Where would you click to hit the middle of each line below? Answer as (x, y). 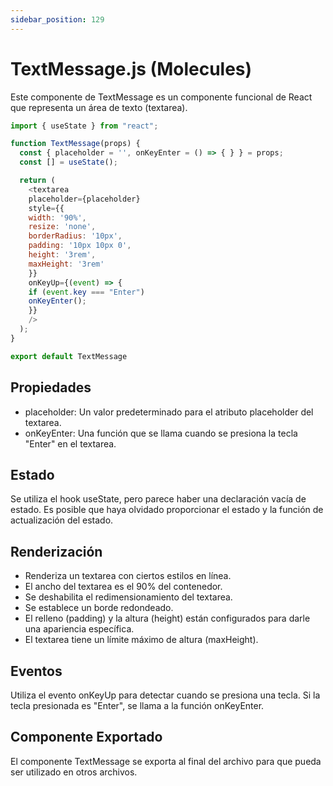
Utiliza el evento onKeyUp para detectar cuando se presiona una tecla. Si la (165, 695)
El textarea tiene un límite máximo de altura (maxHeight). (141, 640)
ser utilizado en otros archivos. (74, 772)
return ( (37, 181)
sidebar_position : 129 (57, 19)
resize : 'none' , (62, 227)
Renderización (56, 551)
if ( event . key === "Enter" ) (86, 292)
